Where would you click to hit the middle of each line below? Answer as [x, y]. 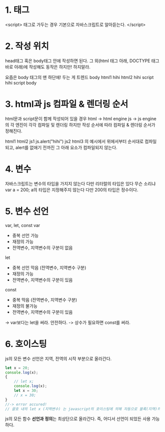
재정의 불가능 [25, 306]
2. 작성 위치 [27, 46]
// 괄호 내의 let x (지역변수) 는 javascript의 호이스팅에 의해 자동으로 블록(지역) [81, 409]
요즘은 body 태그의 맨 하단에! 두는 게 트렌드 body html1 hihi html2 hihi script [79, 77]
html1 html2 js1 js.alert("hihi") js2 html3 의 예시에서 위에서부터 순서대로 [74, 141]
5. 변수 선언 [27, 211]
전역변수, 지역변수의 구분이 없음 [42, 248]
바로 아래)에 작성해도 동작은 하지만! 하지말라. [48, 67]
